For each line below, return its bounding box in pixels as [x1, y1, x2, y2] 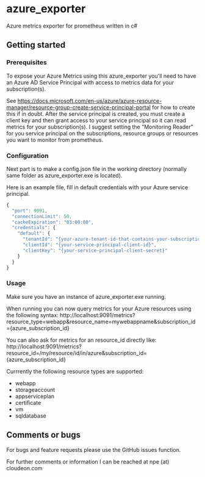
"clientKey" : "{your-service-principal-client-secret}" [22, 247, 168, 254]
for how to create [151, 103, 195, 111]
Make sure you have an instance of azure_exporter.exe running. [6, 293, 167, 300]
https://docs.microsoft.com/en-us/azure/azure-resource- [17, 97, 162, 104]
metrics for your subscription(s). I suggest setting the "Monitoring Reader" [6, 123, 193, 130]
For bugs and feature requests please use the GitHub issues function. [6, 446, 181, 453]
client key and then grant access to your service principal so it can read [6, 116, 187, 124]
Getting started [6, 40, 66, 50]
